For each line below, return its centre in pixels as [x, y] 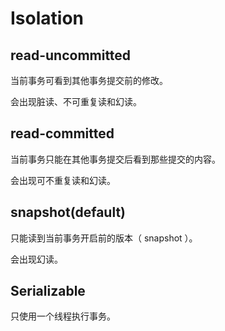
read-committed [62, 133]
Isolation [47, 18]
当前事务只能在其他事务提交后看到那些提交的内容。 [115, 159]
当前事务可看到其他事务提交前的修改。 [89, 80]
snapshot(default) [68, 212]
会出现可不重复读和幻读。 [63, 180]
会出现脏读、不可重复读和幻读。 [76, 101]
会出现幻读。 [36, 259]
